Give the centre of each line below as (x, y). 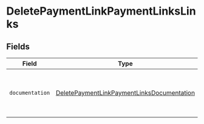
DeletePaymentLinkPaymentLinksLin (101, 11)
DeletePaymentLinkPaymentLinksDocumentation (125, 93)
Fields (18, 46)
